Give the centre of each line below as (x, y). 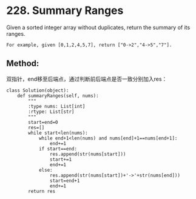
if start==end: (58, 149)
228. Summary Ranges (65, 11)
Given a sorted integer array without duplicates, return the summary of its (98, 27)
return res (42, 191)
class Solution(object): (38, 90)
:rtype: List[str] (51, 112)
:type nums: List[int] (57, 106)
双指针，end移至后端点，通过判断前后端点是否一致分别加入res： (87, 79)
